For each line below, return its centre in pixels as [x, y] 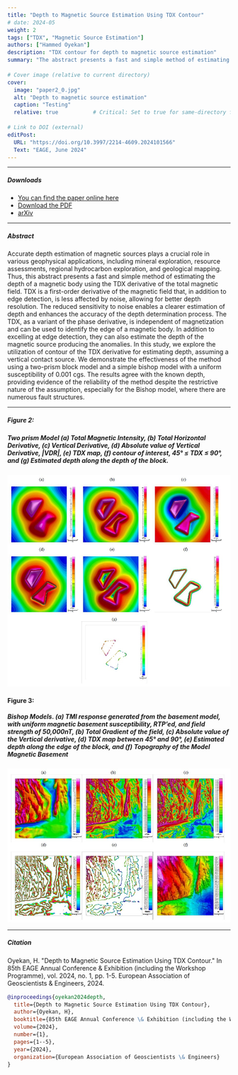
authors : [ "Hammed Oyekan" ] [49, 45]
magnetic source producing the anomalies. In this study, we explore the [112, 344]
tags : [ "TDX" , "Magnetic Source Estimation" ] [75, 38]
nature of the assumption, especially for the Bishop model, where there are [117, 390]
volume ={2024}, [36, 1027]
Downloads [24, 180]
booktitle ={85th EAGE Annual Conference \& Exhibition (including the [120, 1020]
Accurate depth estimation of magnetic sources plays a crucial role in [109, 254]
